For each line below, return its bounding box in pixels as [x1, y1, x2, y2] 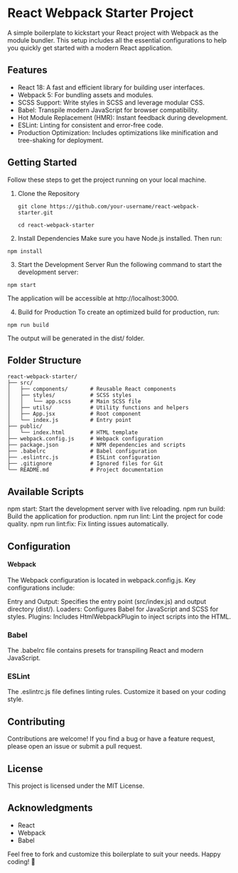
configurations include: [7, 583, 75, 592]
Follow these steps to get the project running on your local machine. [7, 175, 207, 184]
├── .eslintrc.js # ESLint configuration [7, 454, 161, 461]
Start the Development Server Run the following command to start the [17, 260, 222, 269]
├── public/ [7, 423, 43, 430]
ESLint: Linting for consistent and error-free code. [17, 121, 163, 129]
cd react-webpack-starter [17, 222, 94, 229]
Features [7, 64, 48, 76]
